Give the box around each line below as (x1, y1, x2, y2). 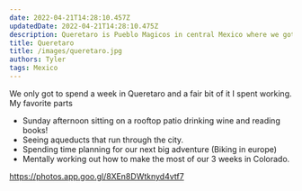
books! (22, 124, 49, 135)
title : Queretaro (9, 38, 75, 48)
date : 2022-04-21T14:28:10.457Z (9, 13, 130, 23)
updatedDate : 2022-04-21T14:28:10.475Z (9, 22, 159, 31)
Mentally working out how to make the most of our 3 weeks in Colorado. (22, 153, 290, 164)
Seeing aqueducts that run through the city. (22, 134, 184, 145)
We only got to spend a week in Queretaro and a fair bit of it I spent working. (9, 87, 292, 99)
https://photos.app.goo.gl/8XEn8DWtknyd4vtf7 (9, 170, 184, 181)
